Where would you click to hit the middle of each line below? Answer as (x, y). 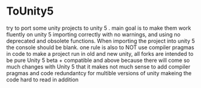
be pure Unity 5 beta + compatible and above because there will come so (98, 60)
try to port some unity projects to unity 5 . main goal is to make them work (99, 28)
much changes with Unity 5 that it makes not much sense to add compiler (98, 66)
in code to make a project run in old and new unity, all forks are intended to (100, 53)
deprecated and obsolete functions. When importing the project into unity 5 (101, 41)
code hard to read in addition (43, 80)
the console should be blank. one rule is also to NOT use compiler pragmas (100, 47)
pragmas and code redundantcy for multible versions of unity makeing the (99, 73)
